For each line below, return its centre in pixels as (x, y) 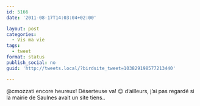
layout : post (23, 29)
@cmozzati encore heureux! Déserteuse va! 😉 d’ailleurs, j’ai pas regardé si (100, 91)
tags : (13, 46)
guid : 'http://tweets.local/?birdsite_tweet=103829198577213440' (91, 68)
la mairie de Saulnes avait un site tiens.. (56, 97)
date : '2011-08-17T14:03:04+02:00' (52, 18)
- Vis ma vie (28, 40)
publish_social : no (31, 62)
